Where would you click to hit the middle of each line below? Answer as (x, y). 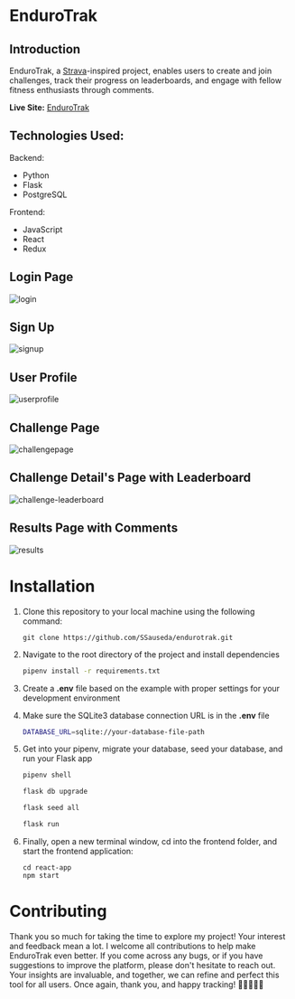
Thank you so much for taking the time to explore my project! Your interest (147, 936)
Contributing (58, 912)
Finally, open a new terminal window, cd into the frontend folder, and (150, 841)
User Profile (44, 377)
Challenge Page (55, 427)
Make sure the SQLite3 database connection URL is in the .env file (146, 715)
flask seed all (51, 808)
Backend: (27, 157)
